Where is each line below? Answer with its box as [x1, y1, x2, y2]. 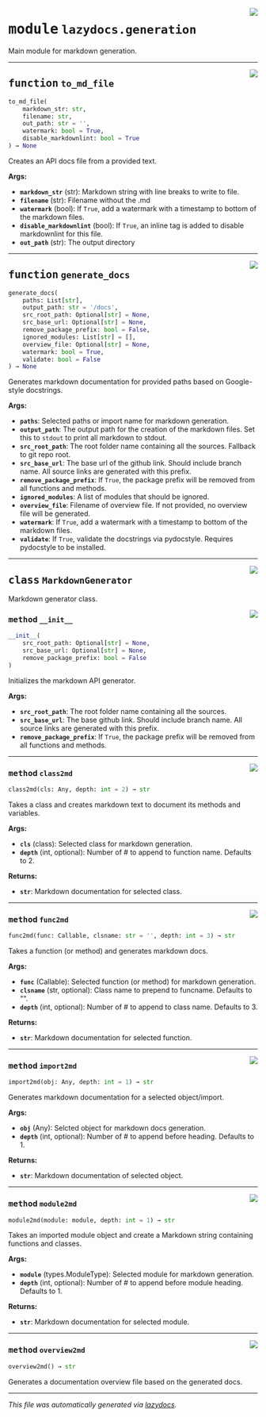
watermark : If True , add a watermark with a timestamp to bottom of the [19, 517, 248, 527]
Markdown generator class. [8, 594, 98, 604]
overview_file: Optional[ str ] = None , [22, 340, 150, 348]
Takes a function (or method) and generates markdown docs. [8, 947, 208, 956]
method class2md [8, 768, 73, 778]
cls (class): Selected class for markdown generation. [19, 839, 192, 848]
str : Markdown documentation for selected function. [19, 1033, 192, 1043]
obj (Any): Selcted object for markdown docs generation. [19, 1123, 206, 1133]
